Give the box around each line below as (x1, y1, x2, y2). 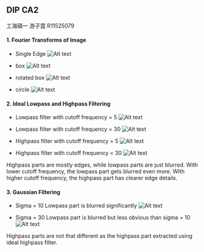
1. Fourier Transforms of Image (6, 36, 87, 44)
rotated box (15, 74, 45, 82)
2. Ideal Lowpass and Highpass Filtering (6, 100, 111, 107)
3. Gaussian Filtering (6, 188, 60, 195)
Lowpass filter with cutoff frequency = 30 (15, 125, 121, 133)
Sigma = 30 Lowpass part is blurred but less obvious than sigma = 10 (15, 214, 190, 221)
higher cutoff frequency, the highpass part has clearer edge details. (6, 175, 178, 182)
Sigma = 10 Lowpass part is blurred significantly (15, 202, 137, 210)
